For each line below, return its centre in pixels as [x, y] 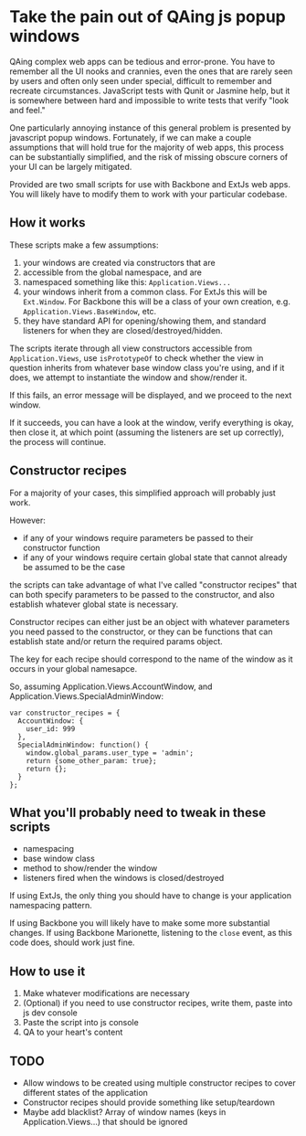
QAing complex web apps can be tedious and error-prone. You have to [142, 61]
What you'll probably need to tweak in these [138, 812]
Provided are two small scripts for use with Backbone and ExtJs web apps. [150, 184]
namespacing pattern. [51, 906]
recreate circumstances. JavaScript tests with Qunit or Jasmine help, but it [150, 90]
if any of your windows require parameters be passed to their [138, 537]
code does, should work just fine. [72, 942]
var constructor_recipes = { [65, 713]
